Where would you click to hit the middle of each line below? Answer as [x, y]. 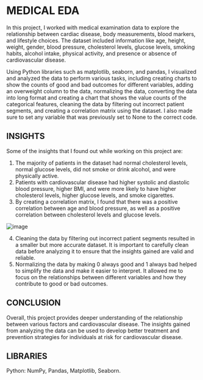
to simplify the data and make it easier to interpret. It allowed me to [99, 271]
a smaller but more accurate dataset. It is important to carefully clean [102, 245]
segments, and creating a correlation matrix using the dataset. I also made [100, 110]
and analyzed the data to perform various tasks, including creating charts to [101, 78]
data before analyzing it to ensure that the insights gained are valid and [104, 251]
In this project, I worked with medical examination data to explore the [93, 27]
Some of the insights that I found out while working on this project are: [94, 151]
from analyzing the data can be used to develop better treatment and [93, 331]
